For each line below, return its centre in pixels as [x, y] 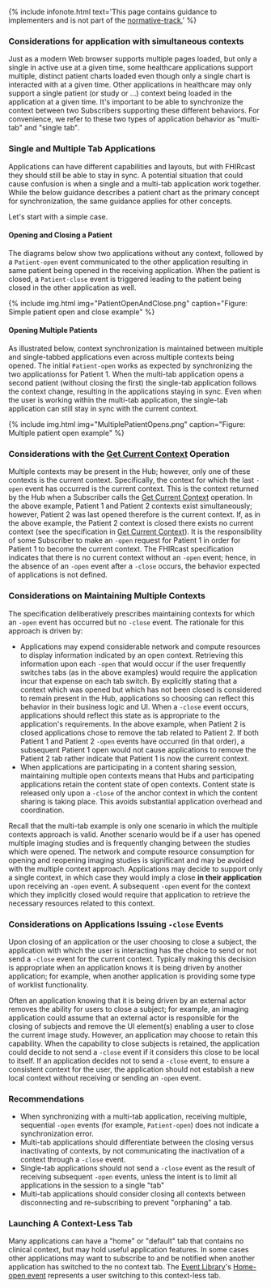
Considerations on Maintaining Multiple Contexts [107, 596]
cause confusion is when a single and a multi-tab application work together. [135, 183]
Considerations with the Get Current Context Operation [119, 454]
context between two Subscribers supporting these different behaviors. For [134, 111]
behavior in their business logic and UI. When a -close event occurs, [134, 706]
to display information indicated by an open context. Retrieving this [131, 655]
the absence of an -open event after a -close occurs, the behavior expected [134, 566]
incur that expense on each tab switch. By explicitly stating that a [128, 680]
